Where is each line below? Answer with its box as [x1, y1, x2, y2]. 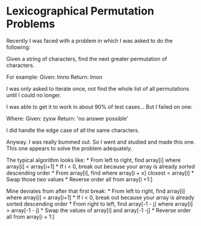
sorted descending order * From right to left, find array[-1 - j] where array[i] [6, 200, 193, 207]
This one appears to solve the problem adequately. [6, 144, 132, 152]
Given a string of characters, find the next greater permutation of [6, 55, 167, 62]
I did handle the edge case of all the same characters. [6, 126, 140, 134]
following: [6, 44, 31, 51]
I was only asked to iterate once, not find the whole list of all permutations [6, 85, 190, 92]
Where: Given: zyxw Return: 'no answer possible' [6, 115, 128, 122]
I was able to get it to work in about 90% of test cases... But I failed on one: [6, 103, 193, 110]
